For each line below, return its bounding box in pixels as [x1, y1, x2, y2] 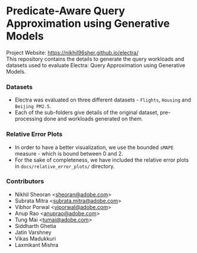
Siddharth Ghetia [14, 222, 56, 229]
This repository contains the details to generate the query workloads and [6, 55, 185, 62]
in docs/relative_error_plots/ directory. [14, 162, 115, 170]
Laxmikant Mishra [14, 241, 59, 248]
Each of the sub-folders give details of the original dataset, [14, 109, 159, 116]
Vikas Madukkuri [14, 235, 56, 242]
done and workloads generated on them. [43, 115, 144, 122]
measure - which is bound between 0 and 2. [14, 150, 123, 157]
